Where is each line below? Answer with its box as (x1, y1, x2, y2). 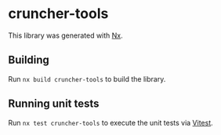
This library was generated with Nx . (8, 31, 123, 40)
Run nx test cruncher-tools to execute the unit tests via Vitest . (8, 118, 213, 127)
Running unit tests (8, 97, 100, 111)
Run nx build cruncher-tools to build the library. (8, 74, 166, 83)
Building (8, 53, 49, 67)
